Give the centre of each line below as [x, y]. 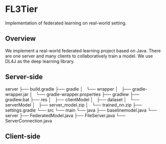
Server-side [24, 77]
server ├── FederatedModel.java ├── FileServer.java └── [65, 115]
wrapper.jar [17, 94]
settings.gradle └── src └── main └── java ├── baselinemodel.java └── [81, 110]
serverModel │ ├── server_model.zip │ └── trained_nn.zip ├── [74, 105]
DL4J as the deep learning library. [40, 61]
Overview [21, 39]
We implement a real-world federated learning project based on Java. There [83, 50]
